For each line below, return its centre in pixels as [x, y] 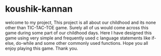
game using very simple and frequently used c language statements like [78, 38]
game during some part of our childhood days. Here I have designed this [79, 33]
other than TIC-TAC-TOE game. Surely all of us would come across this [77, 27]
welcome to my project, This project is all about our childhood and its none [80, 22]
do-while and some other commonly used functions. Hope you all [82, 43]
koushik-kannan [39, 9]
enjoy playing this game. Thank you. [42, 48]
